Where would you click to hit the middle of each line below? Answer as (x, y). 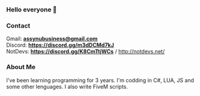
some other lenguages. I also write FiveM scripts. (67, 86)
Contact (18, 25)
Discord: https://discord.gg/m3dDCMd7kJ (60, 45)
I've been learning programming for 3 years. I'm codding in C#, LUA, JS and (100, 80)
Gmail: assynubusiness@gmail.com (52, 39)
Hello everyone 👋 (32, 10)
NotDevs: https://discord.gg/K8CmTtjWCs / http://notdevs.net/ (86, 52)
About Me (21, 67)
